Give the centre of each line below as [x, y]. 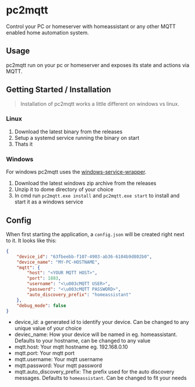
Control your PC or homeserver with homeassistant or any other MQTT [91, 26]
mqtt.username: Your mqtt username [58, 360]
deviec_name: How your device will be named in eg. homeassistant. [96, 334]
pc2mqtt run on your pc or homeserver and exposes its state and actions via [98, 65]
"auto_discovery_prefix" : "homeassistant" [79, 295]
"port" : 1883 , [44, 278]
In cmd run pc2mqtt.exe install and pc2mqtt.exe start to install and [97, 196]
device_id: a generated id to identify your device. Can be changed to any [102, 322]
